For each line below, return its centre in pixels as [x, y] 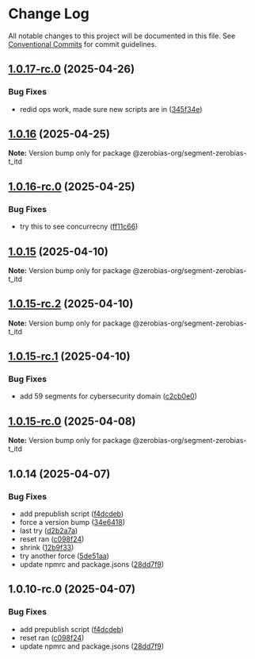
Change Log [49, 14]
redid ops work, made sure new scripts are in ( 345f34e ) [111, 109]
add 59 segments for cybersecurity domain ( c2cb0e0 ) [108, 396]
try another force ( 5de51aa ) [64, 556]
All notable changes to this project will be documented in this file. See [122, 36]
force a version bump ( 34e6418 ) [72, 522]
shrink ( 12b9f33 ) [47, 547]
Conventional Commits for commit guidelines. [82, 44]
